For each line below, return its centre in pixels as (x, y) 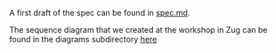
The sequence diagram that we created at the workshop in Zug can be (138, 30)
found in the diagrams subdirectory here (83, 39)
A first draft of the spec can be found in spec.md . (100, 13)
